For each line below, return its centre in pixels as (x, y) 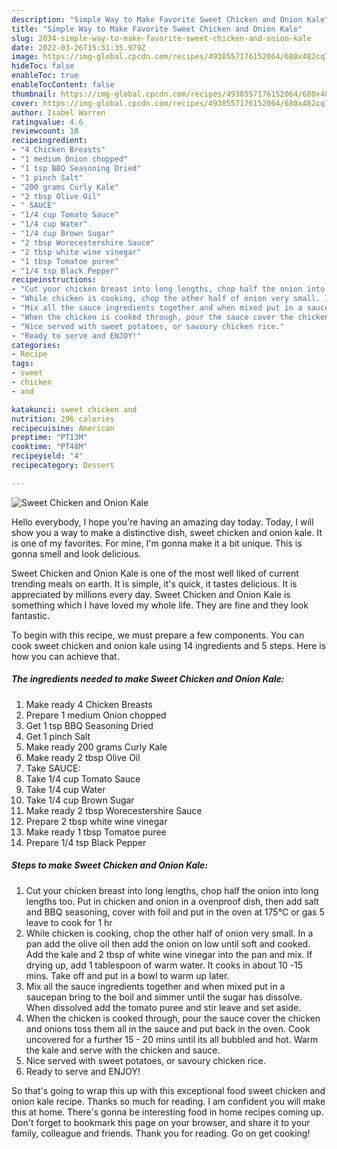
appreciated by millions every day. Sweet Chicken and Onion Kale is (151, 594)
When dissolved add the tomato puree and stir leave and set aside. (163, 1007)
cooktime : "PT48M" (49, 447)
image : (25, 57)
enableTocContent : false (63, 85)
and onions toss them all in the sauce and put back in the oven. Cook (168, 1028)
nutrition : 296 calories (63, 419)
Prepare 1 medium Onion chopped (96, 715)
